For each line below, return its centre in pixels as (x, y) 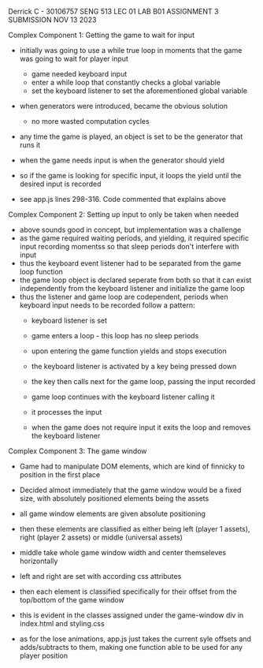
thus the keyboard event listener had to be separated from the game (130, 263)
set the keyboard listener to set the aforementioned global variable (139, 91)
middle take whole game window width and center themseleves (123, 552)
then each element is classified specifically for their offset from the (128, 591)
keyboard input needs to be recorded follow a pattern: (107, 305)
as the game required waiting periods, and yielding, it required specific (134, 238)
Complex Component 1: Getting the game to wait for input (102, 35)
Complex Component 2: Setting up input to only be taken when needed (123, 215)
